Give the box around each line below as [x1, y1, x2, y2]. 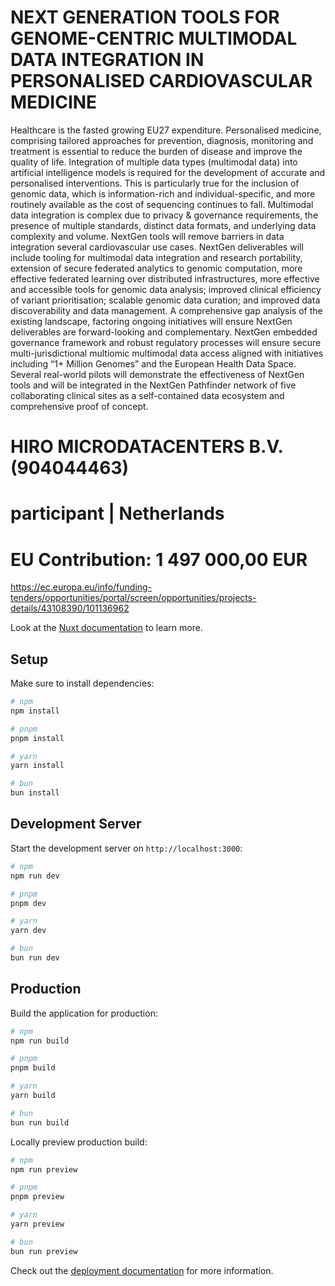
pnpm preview [10, 1192, 65, 1202]
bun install [10, 788, 60, 798]
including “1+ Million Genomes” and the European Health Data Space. [10, 357, 297, 370]
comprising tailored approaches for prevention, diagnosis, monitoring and [10, 134, 314, 146]
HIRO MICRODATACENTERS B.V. [10, 436, 284, 458]
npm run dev [10, 871, 60, 881]
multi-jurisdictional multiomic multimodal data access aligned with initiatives [10, 347, 324, 359]
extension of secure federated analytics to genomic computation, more [10, 262, 303, 274]
